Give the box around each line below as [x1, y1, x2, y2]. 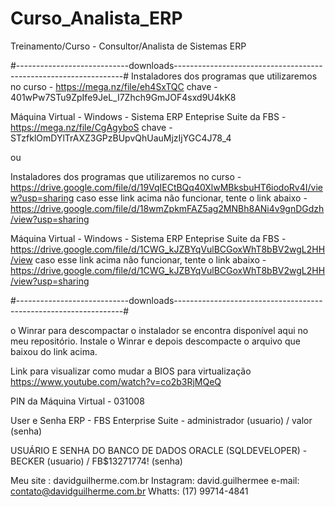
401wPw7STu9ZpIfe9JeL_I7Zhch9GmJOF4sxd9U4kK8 [10, 91, 237, 103]
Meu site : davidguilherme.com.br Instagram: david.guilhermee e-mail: [10, 474, 300, 486]
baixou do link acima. [10, 345, 98, 357]
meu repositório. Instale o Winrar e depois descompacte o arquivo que [10, 335, 301, 347]
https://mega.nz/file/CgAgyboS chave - [10, 121, 173, 133]
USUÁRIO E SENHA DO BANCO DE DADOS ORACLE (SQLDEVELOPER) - [10, 444, 308, 456]
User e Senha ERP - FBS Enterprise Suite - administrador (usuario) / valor [10, 414, 313, 426]
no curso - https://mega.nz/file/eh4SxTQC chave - [10, 80, 218, 92]
